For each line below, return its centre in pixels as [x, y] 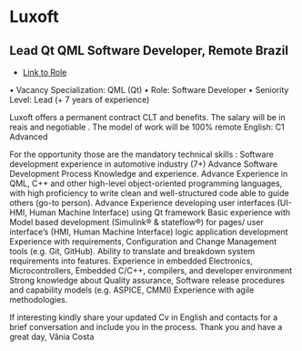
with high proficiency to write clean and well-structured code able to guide [149, 193]
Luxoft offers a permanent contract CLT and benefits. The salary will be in [148, 117]
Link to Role [45, 72]
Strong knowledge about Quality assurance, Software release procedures [147, 280]
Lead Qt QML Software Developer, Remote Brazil [149, 51]
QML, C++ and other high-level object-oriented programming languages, [146, 183]
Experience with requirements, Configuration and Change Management [143, 242]
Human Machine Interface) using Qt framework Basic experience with [160, 212]
